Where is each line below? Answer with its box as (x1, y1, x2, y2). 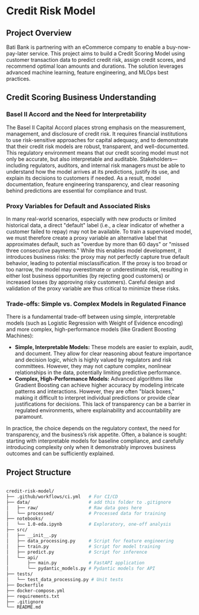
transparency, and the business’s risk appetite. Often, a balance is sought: (6, 431, 187, 438)
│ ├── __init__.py (6, 532, 58, 539)
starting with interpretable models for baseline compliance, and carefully (6, 437, 184, 444)
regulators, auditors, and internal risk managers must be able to (30, 162, 185, 169)
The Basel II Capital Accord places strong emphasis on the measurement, (6, 124, 186, 131)
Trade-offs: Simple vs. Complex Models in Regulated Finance (6, 299, 187, 307)
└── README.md (6, 604, 42, 610)
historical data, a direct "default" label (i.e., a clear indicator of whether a (6, 221, 184, 228)
